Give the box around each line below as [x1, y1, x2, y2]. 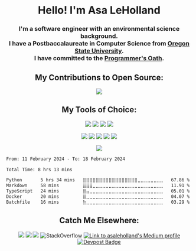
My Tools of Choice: [61, 105, 137, 115]
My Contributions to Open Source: [34, 72, 164, 83]
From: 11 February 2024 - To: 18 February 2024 [6, 156, 126, 162]
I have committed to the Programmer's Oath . [34, 54, 164, 63]
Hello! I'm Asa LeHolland [38, 4, 161, 17]
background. [80, 32, 118, 40]
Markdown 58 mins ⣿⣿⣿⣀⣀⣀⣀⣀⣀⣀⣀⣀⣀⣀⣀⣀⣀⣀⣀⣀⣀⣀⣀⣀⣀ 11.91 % [6, 182, 190, 189]
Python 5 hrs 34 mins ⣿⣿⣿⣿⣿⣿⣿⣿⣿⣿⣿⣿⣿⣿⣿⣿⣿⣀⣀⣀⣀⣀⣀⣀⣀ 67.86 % [6, 177, 190, 183]
